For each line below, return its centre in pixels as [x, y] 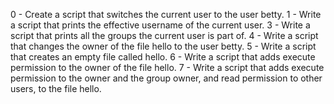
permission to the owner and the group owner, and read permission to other [166, 78]
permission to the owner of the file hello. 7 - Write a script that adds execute [167, 67]
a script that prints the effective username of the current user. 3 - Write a [160, 25]
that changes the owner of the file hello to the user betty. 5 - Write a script [163, 46]
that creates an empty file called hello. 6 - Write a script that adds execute [163, 57]
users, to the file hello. [56, 88]
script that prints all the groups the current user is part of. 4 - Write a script [164, 35]
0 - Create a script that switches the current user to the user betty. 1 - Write [166, 14]
